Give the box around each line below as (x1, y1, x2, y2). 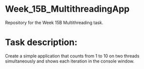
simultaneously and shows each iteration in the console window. (5, 58, 135, 64)
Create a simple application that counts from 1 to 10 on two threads (5, 53, 140, 59)
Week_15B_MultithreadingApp (5, 3, 130, 15)
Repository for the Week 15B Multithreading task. (5, 20, 103, 25)
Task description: (5, 37, 78, 48)
